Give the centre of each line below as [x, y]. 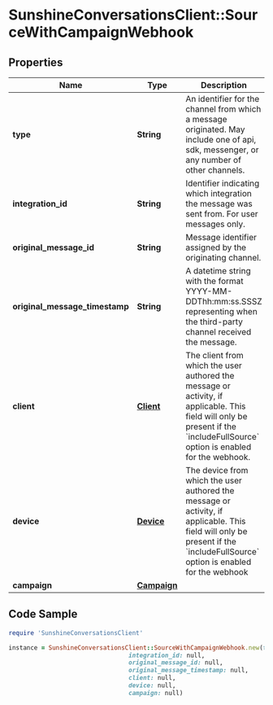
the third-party [214, 322]
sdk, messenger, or [222, 150]
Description [224, 85]
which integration [219, 193]
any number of [214, 160]
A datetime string [218, 271]
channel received [219, 332]
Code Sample [43, 614]
